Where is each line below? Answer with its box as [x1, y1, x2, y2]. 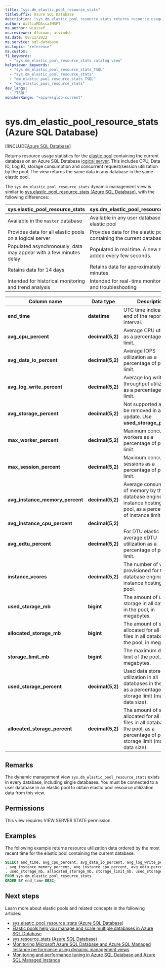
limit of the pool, [123, 653, 161, 660]
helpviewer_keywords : [5, 63, 50, 68]
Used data [123, 668, 148, 675]
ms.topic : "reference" [5, 44, 52, 49]
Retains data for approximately [89, 264, 161, 271]
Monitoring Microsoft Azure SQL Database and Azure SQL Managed [12, 941, 151, 947]
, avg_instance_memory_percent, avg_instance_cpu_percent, [5, 864, 129, 869]
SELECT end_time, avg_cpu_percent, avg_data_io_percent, [5, 860, 125, 865]
